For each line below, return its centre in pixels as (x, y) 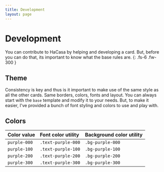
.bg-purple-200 (103, 156)
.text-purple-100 (60, 149)
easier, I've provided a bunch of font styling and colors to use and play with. (82, 106)
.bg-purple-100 (103, 149)
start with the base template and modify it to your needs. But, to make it (77, 100)
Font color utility (60, 135)
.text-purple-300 (60, 163)
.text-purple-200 (60, 156)
